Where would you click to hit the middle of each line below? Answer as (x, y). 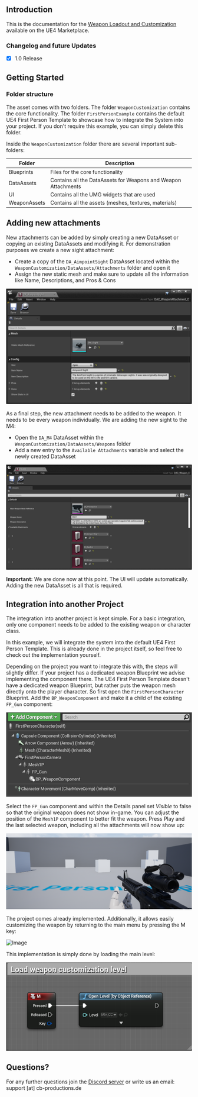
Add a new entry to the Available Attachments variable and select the (99, 450)
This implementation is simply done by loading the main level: (81, 954)
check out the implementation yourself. (54, 655)
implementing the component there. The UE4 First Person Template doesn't (98, 679)
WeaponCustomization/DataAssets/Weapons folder (73, 444)
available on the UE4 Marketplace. (48, 30)
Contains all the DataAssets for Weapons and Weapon (115, 180)
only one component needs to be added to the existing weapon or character (99, 625)
